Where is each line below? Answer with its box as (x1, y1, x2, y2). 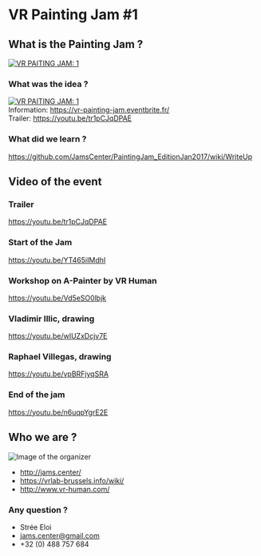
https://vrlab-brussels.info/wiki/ (19, 475, 125, 485)
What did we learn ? (8, 133, 87, 145)
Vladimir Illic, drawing (8, 313, 95, 324)
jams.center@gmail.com (19, 530, 100, 540)
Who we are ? (8, 431, 77, 444)
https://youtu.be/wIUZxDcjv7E (8, 332, 108, 341)
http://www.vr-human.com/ (19, 484, 110, 494)
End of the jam (8, 389, 65, 400)
